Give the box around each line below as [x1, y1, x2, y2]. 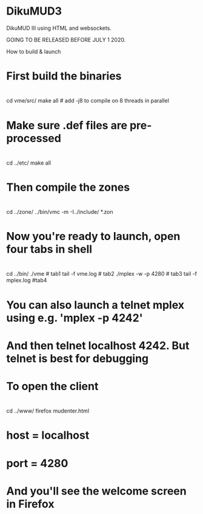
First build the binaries [6, 69, 122, 83]
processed [6, 131, 62, 145]
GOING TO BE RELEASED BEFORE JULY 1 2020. [6, 36, 126, 43]
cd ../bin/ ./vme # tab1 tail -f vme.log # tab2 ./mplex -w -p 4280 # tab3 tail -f [6, 270, 197, 278]
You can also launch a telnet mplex [6, 298, 185, 312]
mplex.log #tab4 [6, 276, 47, 284]
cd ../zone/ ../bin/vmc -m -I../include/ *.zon [6, 208, 113, 216]
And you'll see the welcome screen [6, 484, 187, 498]
